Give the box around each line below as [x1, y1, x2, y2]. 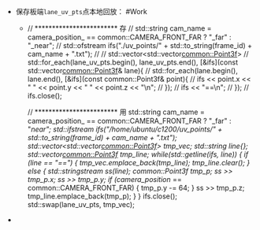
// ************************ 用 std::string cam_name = [27, 107, 205, 117]
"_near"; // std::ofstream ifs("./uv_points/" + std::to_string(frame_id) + [27, 41, 253, 50]
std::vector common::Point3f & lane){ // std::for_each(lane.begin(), [27, 66, 238, 75]
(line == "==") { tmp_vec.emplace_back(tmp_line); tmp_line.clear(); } [27, 158, 251, 167]
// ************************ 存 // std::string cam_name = [27, 24, 212, 33]
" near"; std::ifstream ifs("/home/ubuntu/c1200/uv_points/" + [27, 124, 223, 134]
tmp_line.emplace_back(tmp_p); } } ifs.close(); [27, 191, 177, 201]
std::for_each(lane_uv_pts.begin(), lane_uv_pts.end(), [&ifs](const [27, 57, 239, 67]
